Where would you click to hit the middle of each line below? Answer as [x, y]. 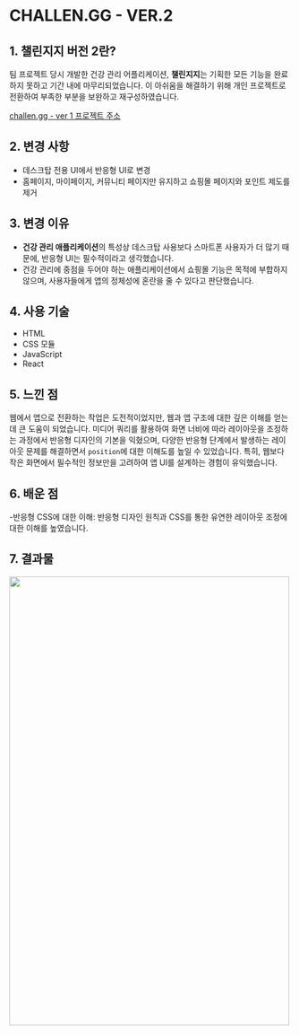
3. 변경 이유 [39, 224]
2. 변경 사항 [39, 147]
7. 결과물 [31, 559]
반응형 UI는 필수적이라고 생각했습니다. [108, 258]
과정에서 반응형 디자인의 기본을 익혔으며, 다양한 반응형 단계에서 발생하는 [144, 440]
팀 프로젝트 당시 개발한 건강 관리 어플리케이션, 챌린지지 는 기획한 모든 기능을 [141, 74]
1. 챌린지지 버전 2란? [63, 51]
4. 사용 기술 [39, 312]
